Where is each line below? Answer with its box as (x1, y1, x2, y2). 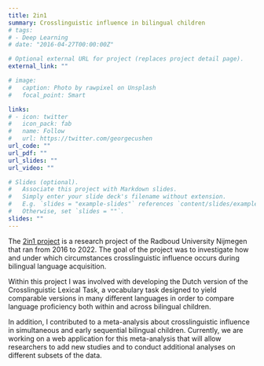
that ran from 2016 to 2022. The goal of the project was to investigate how (8, 245, 249, 254)
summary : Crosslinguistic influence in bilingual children (8, 19, 206, 27)
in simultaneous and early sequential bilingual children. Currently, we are (8, 325, 244, 335)
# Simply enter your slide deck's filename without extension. (8, 193, 226, 201)
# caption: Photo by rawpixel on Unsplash (8, 83, 156, 91)
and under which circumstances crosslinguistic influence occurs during (8, 253, 240, 262)
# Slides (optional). (8, 178, 79, 186)
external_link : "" (8, 62, 68, 71)
